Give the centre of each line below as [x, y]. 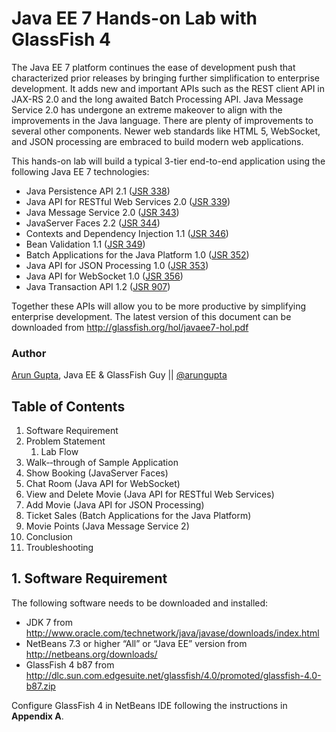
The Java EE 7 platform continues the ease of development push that [153, 67]
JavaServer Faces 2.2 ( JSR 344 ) [93, 223]
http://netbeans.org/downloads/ [91, 654]
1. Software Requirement [89, 578]
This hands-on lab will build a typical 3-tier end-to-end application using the [168, 161]
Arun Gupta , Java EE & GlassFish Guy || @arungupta [119, 375]
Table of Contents [68, 406]
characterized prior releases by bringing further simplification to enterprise [165, 78]
